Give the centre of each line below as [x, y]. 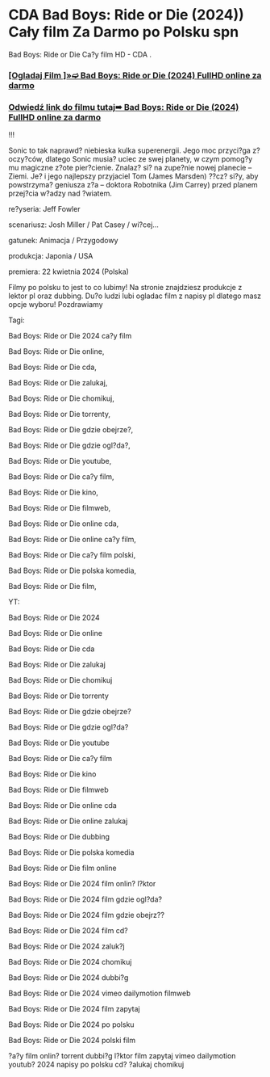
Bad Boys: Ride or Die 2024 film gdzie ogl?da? [85, 899]
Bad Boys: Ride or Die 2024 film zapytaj [75, 1009]
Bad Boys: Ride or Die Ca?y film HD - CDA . [80, 54]
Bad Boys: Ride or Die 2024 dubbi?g [69, 978]
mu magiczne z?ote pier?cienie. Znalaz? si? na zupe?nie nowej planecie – [130, 168]
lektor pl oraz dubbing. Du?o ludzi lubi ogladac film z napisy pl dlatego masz [135, 296]
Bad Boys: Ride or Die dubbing [59, 837]
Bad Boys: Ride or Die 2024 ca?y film [70, 336]
